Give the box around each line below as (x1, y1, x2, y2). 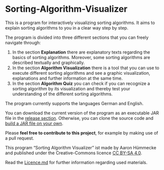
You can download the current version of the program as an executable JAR (5, 110, 159, 116)
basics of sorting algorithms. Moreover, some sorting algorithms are (12, 54, 150, 60)
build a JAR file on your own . (5, 120, 64, 126)
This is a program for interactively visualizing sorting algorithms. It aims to (5, 20, 155, 26)
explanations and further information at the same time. (12, 75, 123, 81)
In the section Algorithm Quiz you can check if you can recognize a (12, 80, 150, 86)
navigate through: (5, 39, 41, 45)
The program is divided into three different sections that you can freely (5, 34, 149, 40)
